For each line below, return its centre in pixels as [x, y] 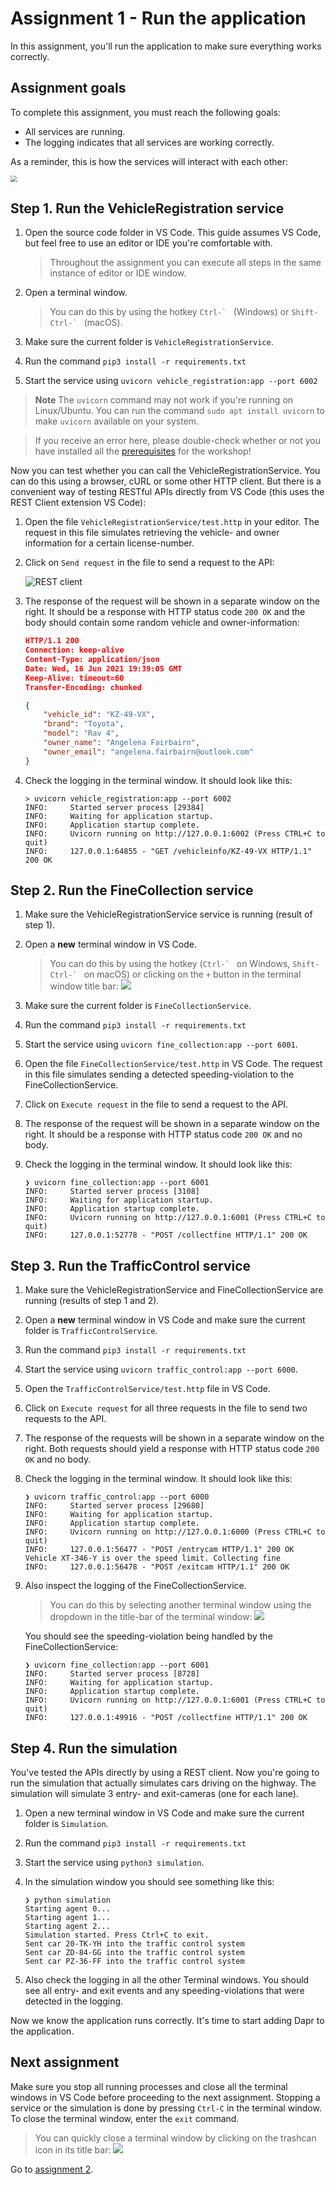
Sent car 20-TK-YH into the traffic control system [134, 1944]
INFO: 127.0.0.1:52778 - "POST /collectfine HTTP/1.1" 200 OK [166, 1235]
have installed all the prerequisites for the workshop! [143, 451]
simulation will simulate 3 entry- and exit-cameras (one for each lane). [154, 1794]
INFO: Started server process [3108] [112, 1192]
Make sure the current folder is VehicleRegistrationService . [149, 342]
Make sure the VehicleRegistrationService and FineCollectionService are [174, 1290]
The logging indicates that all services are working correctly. [149, 142]
